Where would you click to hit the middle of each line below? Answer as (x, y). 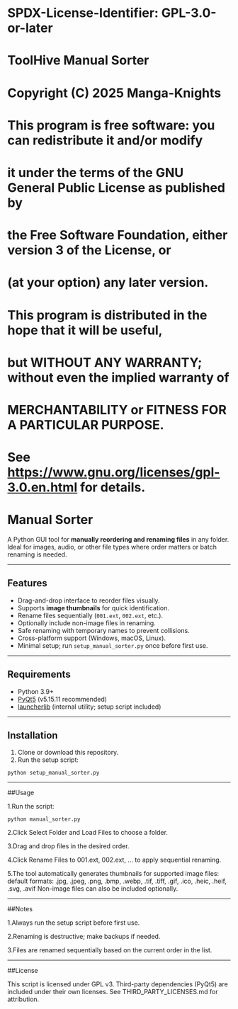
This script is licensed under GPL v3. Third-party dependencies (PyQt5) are (118, 984)
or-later (30, 28)
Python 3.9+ (36, 691)
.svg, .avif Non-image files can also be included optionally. (93, 889)
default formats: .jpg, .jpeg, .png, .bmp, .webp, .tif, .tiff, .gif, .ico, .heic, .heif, (117, 881)
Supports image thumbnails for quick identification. (93, 608)
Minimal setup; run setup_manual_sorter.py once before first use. (113, 645)
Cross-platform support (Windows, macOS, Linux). (92, 638)
